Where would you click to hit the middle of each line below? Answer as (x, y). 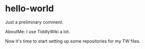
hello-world (30, 9)
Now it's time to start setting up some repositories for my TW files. (73, 41)
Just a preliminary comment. (34, 22)
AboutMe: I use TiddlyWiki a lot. (38, 31)
